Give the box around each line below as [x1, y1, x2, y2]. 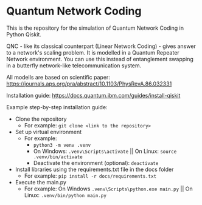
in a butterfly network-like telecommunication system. [6, 62, 142, 69]
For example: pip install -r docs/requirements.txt [24, 172, 157, 180]
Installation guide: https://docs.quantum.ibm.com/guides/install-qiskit [6, 92, 181, 99]
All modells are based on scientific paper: [6, 73, 111, 81]
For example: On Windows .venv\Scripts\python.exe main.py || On [24, 185, 193, 192]
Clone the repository [15, 115, 67, 123]
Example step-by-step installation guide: [6, 103, 108, 110]
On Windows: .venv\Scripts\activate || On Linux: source [33, 147, 177, 155]
